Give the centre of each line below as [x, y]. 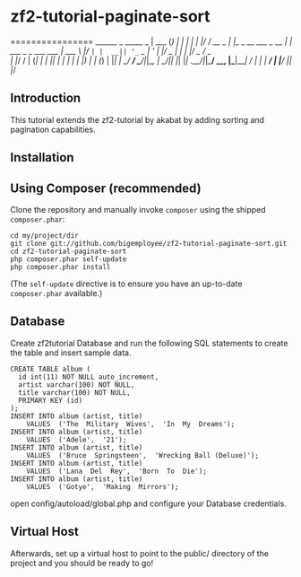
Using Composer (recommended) [106, 188]
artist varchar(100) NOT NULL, [77, 385]
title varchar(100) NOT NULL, [74, 392]
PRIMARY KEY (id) [51, 400]
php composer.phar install [60, 267]
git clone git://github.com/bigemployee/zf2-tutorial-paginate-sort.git [149, 243]
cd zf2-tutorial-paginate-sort [69, 251]
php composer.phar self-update [69, 259]
